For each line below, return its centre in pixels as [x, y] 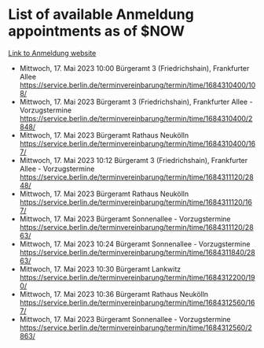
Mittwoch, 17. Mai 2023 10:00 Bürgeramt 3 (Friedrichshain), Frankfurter [134, 68]
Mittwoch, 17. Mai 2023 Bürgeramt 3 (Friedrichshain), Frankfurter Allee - [136, 102]
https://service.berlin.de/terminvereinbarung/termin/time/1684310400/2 [136, 118]
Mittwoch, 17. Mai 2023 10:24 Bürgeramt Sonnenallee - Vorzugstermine [135, 244]
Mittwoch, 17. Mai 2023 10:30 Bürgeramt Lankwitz [100, 268]
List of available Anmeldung [101, 15]
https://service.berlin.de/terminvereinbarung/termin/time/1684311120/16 [136, 202]
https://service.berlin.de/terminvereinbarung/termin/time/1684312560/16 [137, 302]
